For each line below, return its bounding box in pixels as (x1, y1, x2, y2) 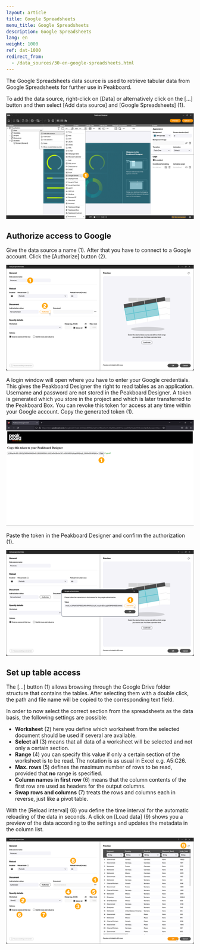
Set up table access (6, 667, 81, 677)
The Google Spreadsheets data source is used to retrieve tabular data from (6, 77, 190, 84)
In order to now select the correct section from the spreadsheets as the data (6, 708, 193, 715)
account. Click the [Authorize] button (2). (6, 252, 107, 260)
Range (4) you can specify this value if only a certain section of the (14, 751, 180, 758)
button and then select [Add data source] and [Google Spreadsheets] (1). (6, 101, 186, 109)
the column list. (6, 826, 44, 833)
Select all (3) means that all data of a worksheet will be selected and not (14, 738, 193, 745)
